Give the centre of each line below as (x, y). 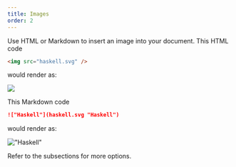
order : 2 (20, 21)
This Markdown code (39, 102)
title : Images (29, 14)
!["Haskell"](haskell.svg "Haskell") (63, 115)
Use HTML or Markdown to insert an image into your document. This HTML (118, 41)
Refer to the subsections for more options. (70, 156)
